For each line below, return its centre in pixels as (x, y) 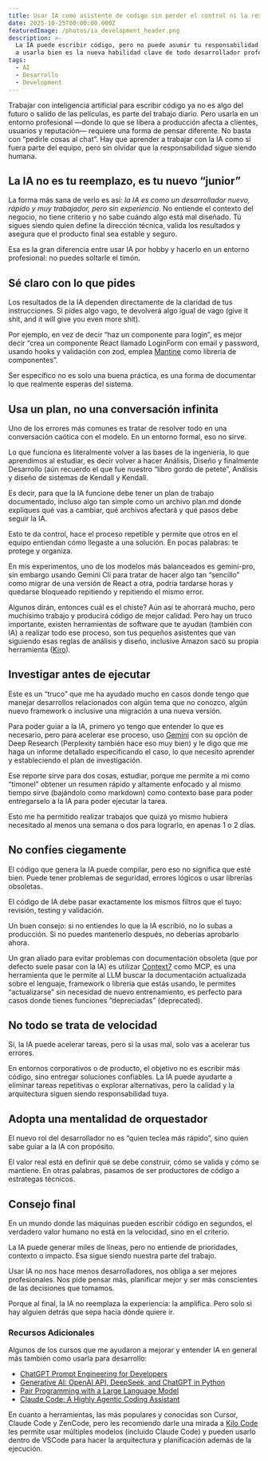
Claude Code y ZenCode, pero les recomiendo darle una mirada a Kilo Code (133, 1424)
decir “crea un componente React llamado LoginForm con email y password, (134, 343)
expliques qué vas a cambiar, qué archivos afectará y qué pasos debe (123, 510)
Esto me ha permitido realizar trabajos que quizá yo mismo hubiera (118, 816)
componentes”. (33, 360)
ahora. (19, 943)
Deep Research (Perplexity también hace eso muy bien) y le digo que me (128, 743)
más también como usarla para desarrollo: (78, 1359)
